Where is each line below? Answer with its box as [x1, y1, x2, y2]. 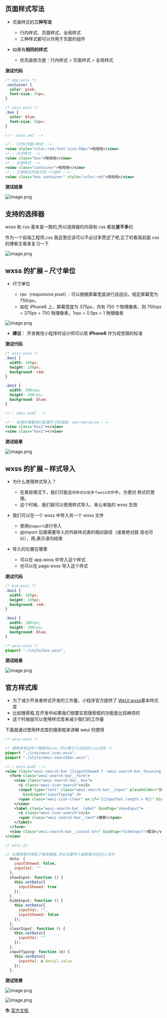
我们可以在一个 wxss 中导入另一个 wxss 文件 [12, 512, 104, 518]
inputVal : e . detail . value [18, 959, 72, 964]
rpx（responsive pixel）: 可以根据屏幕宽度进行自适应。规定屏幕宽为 [19, 291, 159, 297]
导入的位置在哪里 [12, 546, 48, 552]
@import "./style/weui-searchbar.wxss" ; [5, 755, 90, 760]
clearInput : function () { [9, 926, 66, 931]
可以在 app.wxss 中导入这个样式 [19, 556, 86, 562]
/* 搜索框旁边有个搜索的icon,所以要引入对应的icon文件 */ [5, 746, 113, 751]
